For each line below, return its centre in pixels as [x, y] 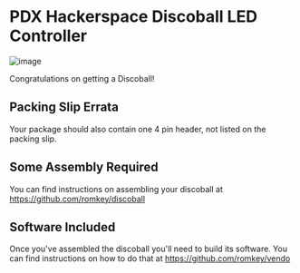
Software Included [63, 227]
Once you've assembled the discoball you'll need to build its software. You [149, 249]
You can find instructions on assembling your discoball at [116, 189]
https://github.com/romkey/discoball [77, 199]
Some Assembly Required [84, 167]
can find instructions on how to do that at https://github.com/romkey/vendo [150, 258]
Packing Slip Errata [64, 107]
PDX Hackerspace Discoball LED [134, 17]
